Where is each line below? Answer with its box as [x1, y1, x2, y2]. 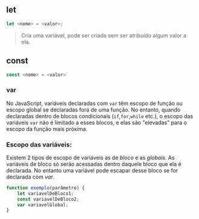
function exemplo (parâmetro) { [6, 185, 85, 191]
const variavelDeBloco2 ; [17, 196, 80, 202]
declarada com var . [6, 173, 55, 180]
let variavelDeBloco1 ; [17, 190, 74, 197]
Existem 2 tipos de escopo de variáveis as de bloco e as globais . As [6, 154, 175, 161]
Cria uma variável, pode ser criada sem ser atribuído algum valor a [21, 31, 187, 39]
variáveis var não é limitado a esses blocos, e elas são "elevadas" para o [6, 119, 187, 126]
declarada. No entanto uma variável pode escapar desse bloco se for [6, 167, 178, 174]
